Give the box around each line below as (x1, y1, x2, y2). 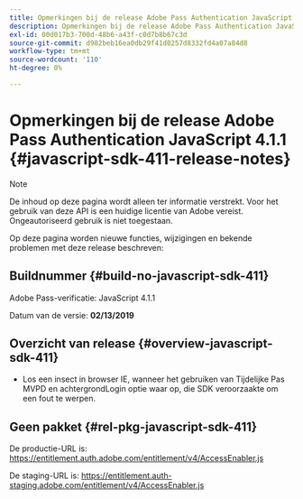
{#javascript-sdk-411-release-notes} (9, 149, 291, 170)
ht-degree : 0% (9, 64, 63, 73)
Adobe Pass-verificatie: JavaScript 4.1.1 (9, 292, 156, 303)
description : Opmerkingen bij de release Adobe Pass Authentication (9, 22, 272, 31)
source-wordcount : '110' (9, 55, 103, 64)
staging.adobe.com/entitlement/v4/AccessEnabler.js (9, 480, 205, 491)
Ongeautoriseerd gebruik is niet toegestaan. (9, 215, 173, 226)
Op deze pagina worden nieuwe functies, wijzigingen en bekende (9, 232, 252, 244)
